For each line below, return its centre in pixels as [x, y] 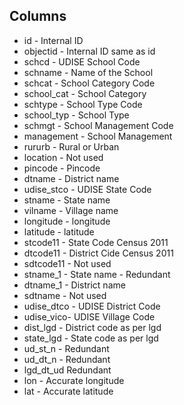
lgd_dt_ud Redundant [67, 370]
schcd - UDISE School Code [82, 61]
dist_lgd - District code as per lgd [92, 327]
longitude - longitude [67, 221]
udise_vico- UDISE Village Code [89, 316]
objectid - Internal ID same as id [89, 51]
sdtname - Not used [65, 295]
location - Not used [63, 157]
